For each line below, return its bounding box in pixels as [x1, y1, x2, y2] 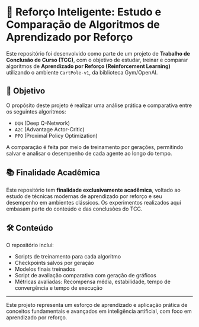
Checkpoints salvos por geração [14, 260, 95, 267]
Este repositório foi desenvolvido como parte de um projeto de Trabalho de [6, 50, 191, 57]
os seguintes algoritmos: [6, 108, 66, 115]
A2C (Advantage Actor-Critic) [14, 125, 85, 132]
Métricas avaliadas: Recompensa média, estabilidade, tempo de [14, 278, 171, 286]
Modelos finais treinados [14, 266, 75, 273]
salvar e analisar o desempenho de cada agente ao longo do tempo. [6, 150, 172, 157]
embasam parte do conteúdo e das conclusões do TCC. [6, 205, 143, 212]
